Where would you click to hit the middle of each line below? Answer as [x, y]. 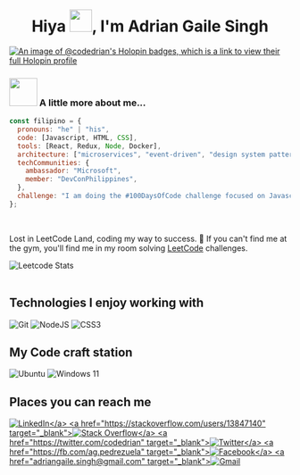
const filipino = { [46, 121]
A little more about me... [92, 103]
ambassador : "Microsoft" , [74, 171]
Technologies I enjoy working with [107, 303]
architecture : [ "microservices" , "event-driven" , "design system [142, 154]
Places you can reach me [80, 402]
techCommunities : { [54, 162]
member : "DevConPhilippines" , [82, 179]
